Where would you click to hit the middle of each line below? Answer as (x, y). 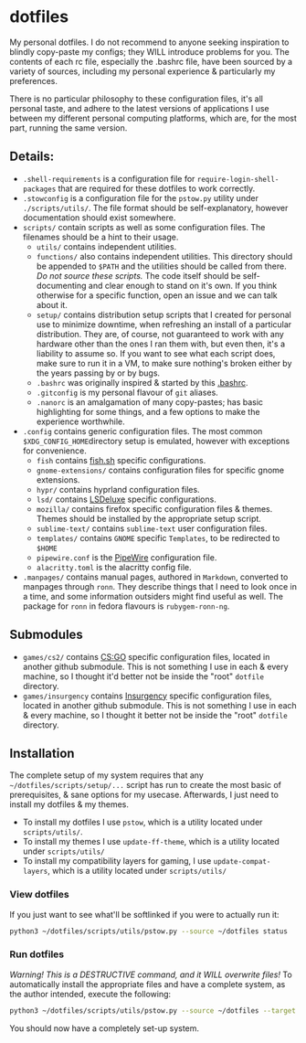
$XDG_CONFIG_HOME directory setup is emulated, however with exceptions (156, 441)
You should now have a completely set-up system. (104, 1028)
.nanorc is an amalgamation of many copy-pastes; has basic (149, 402)
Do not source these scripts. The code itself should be (138, 275)
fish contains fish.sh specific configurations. (121, 460)
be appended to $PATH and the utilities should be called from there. (161, 266)
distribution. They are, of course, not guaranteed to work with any (160, 334)
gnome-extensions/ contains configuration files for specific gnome (160, 470)
